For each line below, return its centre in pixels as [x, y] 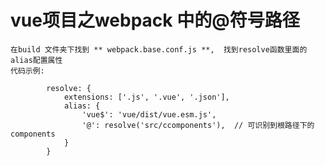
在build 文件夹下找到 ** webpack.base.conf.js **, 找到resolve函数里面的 [159, 49]
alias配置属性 [36, 60]
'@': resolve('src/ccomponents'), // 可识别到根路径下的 [198, 125]
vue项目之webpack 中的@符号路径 [155, 20]
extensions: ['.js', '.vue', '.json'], [146, 97]
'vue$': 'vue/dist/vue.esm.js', [149, 114]
